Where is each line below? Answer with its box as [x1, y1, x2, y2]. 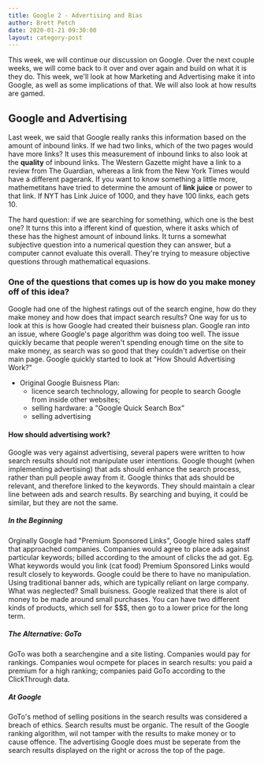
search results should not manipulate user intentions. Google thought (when [8, 455, 255, 466]
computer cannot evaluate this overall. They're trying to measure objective [8, 249, 251, 258]
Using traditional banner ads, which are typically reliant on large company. [8, 578, 250, 587]
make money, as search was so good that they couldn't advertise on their [8, 346, 247, 356]
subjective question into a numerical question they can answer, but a [8, 240, 231, 249]
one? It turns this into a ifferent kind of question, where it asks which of [8, 223, 239, 233]
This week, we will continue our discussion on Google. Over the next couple [8, 55, 255, 65]
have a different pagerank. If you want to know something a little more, [8, 174, 238, 184]
